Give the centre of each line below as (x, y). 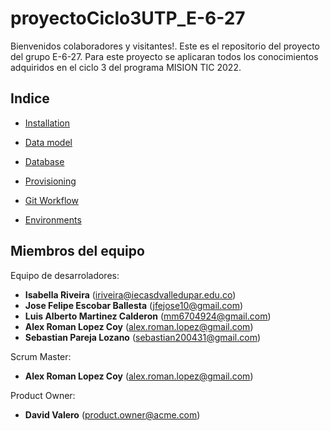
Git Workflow (51, 200)
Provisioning (50, 181)
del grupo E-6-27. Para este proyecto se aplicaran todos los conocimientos (164, 56)
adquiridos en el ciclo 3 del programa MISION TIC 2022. (126, 67)
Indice (30, 98)
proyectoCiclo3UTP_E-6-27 (128, 18)
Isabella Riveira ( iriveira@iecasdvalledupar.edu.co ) (130, 294)
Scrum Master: (41, 356)
